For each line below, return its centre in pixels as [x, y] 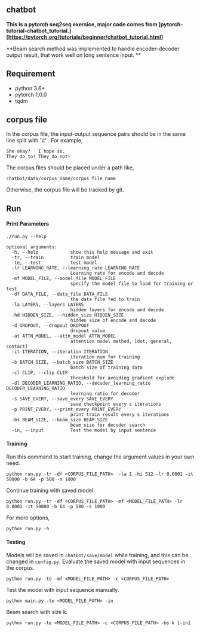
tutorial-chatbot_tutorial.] [39, 31]
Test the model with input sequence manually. [63, 590]
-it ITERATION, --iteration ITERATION [60, 352]
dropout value [88, 331]
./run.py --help [26, 237]
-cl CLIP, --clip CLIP [40, 373]
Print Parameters [28, 224]
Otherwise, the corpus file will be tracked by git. [65, 190]
